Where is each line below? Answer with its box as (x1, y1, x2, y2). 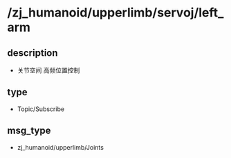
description (7, 47, 58, 59)
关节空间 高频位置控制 (17, 66, 80, 74)
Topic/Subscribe (17, 105, 64, 113)
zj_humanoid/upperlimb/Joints (17, 143, 104, 151)
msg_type (7, 125, 51, 137)
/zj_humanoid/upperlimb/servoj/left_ (7, 5, 224, 21)
